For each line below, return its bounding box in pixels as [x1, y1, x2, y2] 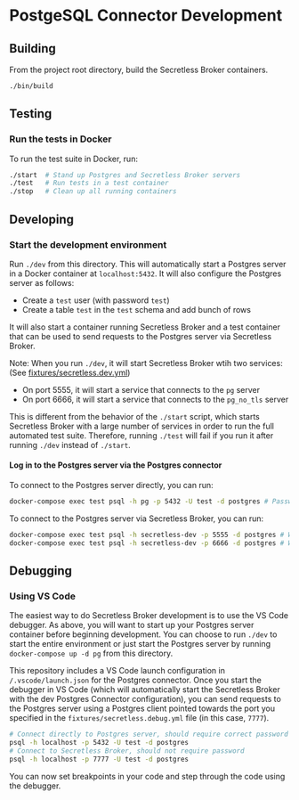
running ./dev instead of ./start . [9, 439, 131, 450]
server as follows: [9, 277, 75, 288]
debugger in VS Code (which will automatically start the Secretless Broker [9, 684, 280, 695]
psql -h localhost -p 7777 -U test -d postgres [9, 755, 190, 764]
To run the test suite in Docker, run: [9, 153, 138, 164]
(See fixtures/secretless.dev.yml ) [9, 367, 131, 378]
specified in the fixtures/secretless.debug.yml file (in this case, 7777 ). [9, 713, 270, 723]
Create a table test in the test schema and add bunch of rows [21, 304, 252, 314]
